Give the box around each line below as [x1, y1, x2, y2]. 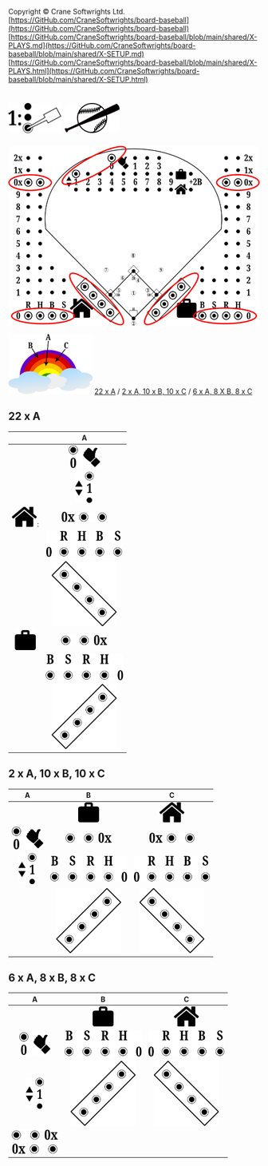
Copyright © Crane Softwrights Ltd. [8, 7, 125, 16]
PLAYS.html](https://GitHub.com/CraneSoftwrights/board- [8, 66, 200, 75]
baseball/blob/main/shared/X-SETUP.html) [8, 75, 149, 84]
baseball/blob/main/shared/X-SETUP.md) [8, 50, 145, 58]
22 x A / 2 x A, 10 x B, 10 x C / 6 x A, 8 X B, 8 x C [94, 387, 253, 396]
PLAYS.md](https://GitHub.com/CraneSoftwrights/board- [8, 41, 196, 50]
